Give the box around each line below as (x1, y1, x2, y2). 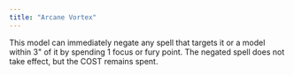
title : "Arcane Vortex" (9, 12, 97, 22)
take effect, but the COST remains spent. (9, 56, 159, 66)
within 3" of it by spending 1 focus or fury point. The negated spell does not (9, 46, 285, 57)
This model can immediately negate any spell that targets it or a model (9, 37, 266, 48)
